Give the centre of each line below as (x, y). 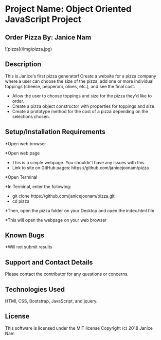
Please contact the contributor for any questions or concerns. (67, 274)
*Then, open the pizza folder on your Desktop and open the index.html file (80, 210)
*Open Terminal (21, 177)
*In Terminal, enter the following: (38, 187)
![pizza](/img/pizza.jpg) (28, 49)
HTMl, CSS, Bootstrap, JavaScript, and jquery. (51, 301)
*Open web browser (26, 143)
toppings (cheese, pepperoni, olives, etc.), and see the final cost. (70, 86)
